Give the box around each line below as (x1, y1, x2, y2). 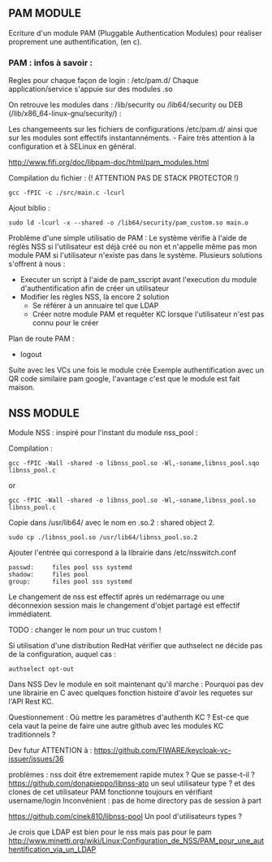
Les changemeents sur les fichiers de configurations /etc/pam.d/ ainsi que (8, 124, 258, 134)
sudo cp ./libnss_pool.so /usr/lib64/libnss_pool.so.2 (8, 533, 198, 542)
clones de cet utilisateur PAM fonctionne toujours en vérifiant (8, 786, 213, 796)
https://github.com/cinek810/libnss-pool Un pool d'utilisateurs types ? (8, 811, 243, 821)
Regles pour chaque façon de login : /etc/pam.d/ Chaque (8, 76, 199, 85)
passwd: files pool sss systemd (8, 563, 132, 572)
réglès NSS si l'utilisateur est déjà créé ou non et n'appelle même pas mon (8, 242, 257, 251)
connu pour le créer (32, 318, 99, 328)
